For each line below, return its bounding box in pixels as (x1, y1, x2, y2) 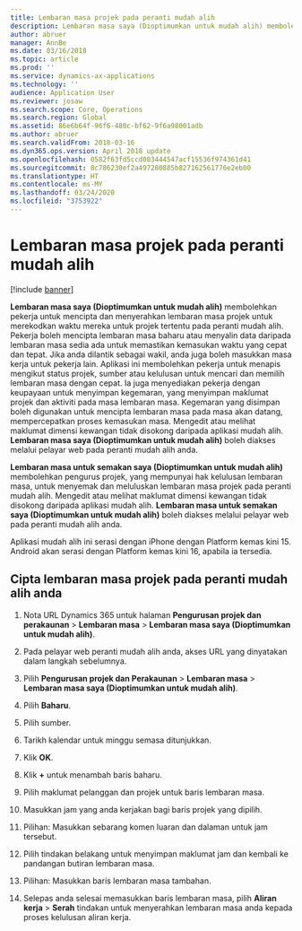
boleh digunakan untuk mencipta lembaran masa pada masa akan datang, (10, 405, 283, 417)
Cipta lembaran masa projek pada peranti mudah (10, 571, 289, 587)
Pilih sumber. (22, 717, 72, 727)
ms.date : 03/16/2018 (10, 47, 88, 56)
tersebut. (22, 831, 57, 841)
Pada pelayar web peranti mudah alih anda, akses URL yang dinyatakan (22, 646, 288, 657)
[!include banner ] (10, 283, 74, 294)
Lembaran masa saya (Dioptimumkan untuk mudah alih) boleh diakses (10, 434, 276, 445)
